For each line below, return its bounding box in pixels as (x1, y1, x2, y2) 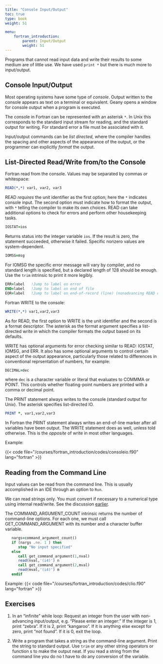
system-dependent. (5, 244, 45, 250)
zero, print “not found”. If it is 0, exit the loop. (12, 628, 102, 634)
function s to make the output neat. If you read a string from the (12, 648, 140, 654)
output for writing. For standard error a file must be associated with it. (5, 124, 144, 130)
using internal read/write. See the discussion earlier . (5, 501, 109, 507)
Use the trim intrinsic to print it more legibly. (5, 273, 94, 278)
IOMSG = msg (5, 253, 25, 258)
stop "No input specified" (17, 545, 73, 549)
